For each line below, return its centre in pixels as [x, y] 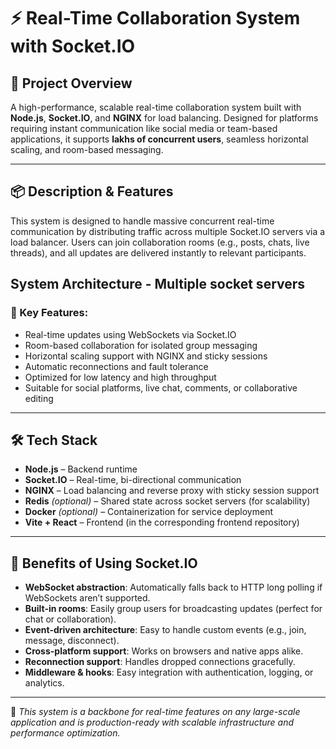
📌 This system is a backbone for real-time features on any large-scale [155, 712]
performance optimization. [65, 733]
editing [39, 398]
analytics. [44, 683]
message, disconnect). [72, 641]
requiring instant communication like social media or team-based [144, 128]
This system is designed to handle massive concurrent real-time [142, 221]
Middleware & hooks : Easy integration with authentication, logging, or [169, 672]
